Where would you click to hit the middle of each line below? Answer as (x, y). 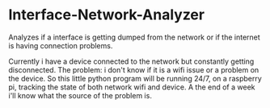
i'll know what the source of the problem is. (80, 95)
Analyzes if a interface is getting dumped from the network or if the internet (134, 37)
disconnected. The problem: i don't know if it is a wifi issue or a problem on (134, 69)
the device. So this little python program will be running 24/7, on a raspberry (135, 78)
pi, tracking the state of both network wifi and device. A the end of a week (132, 87)
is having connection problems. (61, 45)
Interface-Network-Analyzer (106, 15)
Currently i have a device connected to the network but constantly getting (131, 61)
